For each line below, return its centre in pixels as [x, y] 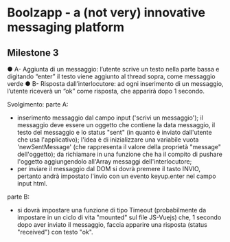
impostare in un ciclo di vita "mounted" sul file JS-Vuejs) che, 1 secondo [119, 217]
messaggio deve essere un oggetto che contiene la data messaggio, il [116, 125]
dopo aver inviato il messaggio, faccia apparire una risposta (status [112, 224]
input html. [32, 183]
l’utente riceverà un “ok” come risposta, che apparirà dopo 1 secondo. [106, 91]
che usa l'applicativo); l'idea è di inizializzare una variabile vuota [108, 140]
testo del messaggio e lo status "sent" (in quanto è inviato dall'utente [114, 132]
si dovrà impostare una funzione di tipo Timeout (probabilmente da [112, 210]
